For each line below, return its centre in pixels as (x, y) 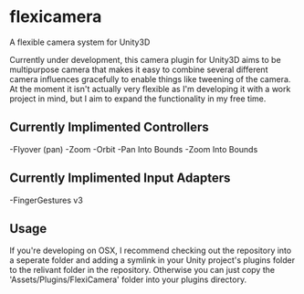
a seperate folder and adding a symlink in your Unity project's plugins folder (152, 260)
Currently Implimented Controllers (110, 127)
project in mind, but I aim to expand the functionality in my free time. (138, 99)
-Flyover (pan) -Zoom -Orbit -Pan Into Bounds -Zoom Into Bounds (134, 149)
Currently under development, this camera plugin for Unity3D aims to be (145, 59)
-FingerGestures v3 (47, 200)
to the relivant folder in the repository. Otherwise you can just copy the (142, 270)
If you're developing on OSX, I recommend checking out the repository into (151, 251)
